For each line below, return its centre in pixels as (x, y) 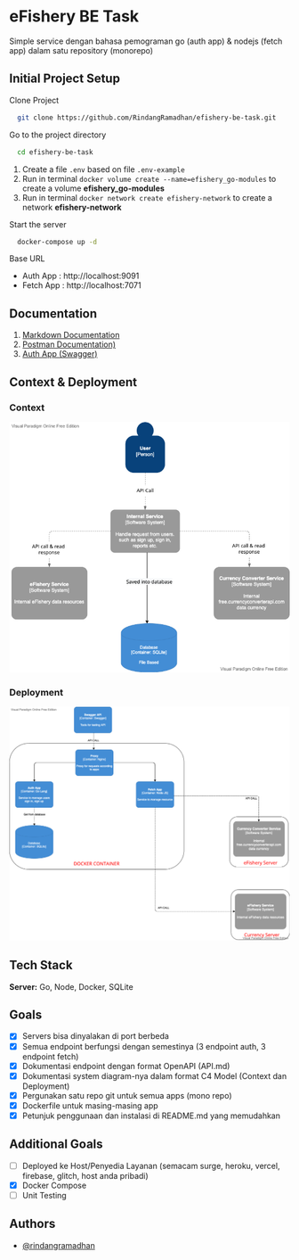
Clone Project (34, 100)
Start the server (38, 224)
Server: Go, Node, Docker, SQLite (71, 986)
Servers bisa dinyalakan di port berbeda (95, 1036)
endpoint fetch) (50, 1056)
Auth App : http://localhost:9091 (81, 276)
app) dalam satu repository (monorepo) (81, 50)
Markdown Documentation (71, 335)
